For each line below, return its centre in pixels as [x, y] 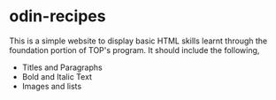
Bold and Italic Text [57, 76]
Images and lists [52, 86]
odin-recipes [57, 16]
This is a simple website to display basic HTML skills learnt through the [138, 41]
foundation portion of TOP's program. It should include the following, [134, 50]
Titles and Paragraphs [62, 67]
